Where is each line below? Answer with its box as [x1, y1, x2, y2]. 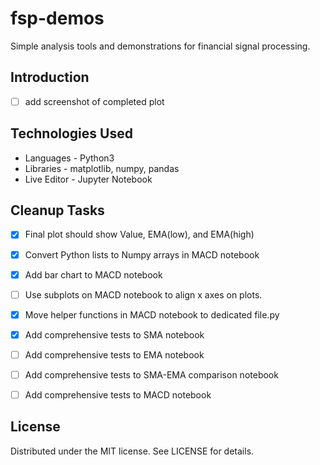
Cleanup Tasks [10, 202, 105, 219]
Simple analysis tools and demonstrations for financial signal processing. [10, 40, 311, 52]
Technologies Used [10, 125, 133, 142]
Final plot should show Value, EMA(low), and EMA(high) [24, 228, 255, 241]
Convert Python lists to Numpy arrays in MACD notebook [24, 248, 260, 261]
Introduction [10, 69, 90, 86]
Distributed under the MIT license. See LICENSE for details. [10, 445, 255, 457]
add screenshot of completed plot [24, 95, 165, 107]
